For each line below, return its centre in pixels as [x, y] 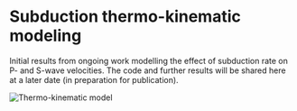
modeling [46, 36]
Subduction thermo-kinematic [125, 17]
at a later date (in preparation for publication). [94, 79]
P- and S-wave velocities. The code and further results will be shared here [148, 70]
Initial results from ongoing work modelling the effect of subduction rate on [149, 60]
